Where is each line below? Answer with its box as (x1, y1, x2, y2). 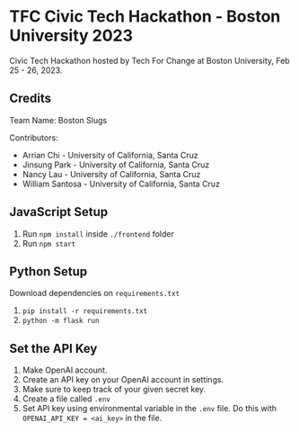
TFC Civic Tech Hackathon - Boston (9, 6, 281, 27)
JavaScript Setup (9, 204, 109, 220)
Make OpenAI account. (22, 364, 108, 375)
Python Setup (9, 264, 88, 279)
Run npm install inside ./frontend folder (22, 228, 175, 239)
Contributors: (9, 132, 58, 143)
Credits (9, 91, 52, 106)
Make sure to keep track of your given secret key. (22, 384, 207, 395)
